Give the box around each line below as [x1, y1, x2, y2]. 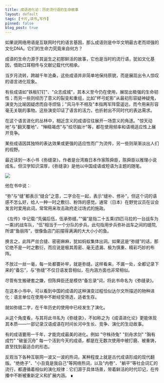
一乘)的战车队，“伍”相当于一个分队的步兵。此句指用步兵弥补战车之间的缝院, [5, 222, 157, 228]
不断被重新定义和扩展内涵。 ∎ [13, 373, 73, 379]
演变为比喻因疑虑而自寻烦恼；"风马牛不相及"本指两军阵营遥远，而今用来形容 [5, 101, 159, 107]
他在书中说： [5, 183, 31, 189]
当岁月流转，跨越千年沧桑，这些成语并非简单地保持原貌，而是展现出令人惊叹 [5, 72, 159, 78]
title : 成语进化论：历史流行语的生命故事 [5, 7, 79, 12]
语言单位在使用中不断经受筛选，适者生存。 [13, 294, 99, 300]
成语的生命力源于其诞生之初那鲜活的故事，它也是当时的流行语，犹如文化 [5, 56, 150, 62]
